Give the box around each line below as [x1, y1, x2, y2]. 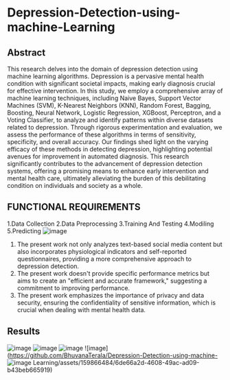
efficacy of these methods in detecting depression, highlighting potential [7, 145, 213, 153]
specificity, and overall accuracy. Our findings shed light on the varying [7, 138, 209, 145]
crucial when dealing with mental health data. [16, 305, 146, 313]
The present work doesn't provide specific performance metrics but [16, 269, 210, 277]
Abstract [7, 47, 46, 58]
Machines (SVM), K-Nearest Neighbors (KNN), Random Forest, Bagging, [7, 102, 211, 109]
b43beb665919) [7, 366, 53, 374]
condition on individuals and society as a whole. [7, 182, 143, 189]
